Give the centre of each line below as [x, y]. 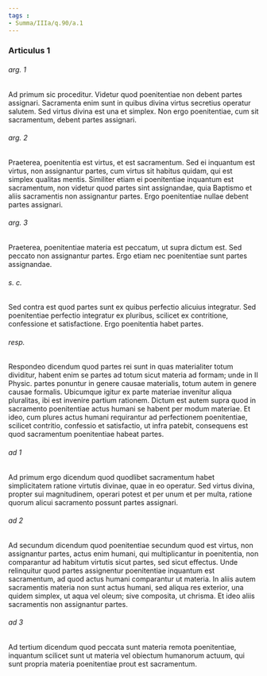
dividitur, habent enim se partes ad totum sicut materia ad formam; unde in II [133, 375]
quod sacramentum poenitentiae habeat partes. [86, 435]
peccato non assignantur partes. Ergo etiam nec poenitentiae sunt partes [128, 256]
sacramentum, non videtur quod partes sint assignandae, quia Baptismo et [130, 187]
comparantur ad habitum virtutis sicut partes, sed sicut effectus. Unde [123, 562]
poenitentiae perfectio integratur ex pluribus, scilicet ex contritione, [118, 315]
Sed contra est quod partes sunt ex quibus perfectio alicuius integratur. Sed [132, 307]
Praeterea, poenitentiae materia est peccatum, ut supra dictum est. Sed [125, 248]
